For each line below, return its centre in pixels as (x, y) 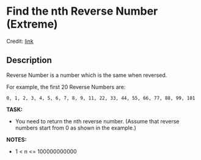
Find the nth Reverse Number (82, 11)
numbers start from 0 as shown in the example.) (75, 128)
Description (29, 60)
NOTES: (16, 139)
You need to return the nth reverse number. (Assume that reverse (97, 121)
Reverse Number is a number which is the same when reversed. (87, 75)
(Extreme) (32, 24)
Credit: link (20, 41)
